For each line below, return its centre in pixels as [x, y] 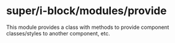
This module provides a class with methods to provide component [88, 27]
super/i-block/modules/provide [86, 11]
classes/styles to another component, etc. [58, 33]
